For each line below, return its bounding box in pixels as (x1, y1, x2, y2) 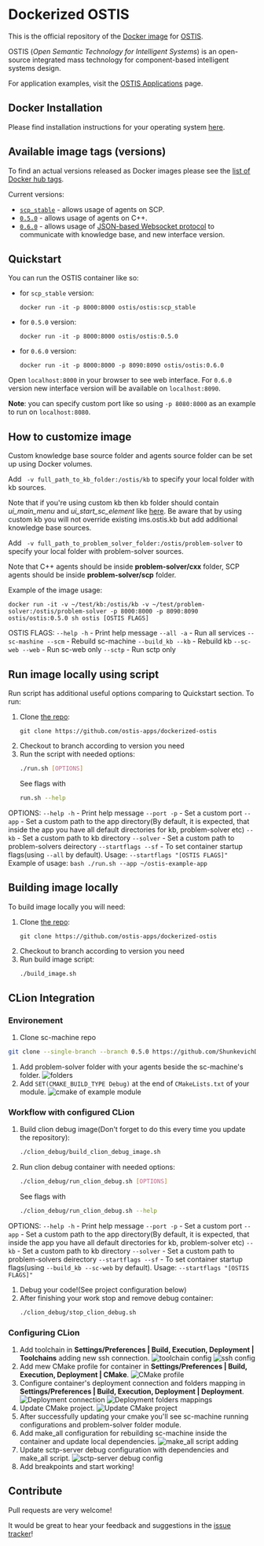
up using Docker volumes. (8, 460, 93, 469)
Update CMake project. (19, 1404, 96, 1413)
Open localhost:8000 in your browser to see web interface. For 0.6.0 (8, 376, 232, 385)
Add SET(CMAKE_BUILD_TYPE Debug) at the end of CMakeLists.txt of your (19, 1079, 250, 1088)
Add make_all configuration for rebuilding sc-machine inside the (19, 1428, 228, 1438)
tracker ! (8, 1529, 34, 1538)
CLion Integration (8, 991, 96, 1005)
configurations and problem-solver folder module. (19, 1420, 182, 1430)
